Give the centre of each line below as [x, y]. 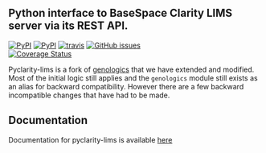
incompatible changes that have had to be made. [89, 95]
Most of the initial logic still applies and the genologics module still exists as [133, 78]
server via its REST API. [68, 26]
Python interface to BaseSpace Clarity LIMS [121, 13]
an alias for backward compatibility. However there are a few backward [126, 86]
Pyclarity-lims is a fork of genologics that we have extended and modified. [131, 69]
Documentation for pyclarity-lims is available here [90, 139]
